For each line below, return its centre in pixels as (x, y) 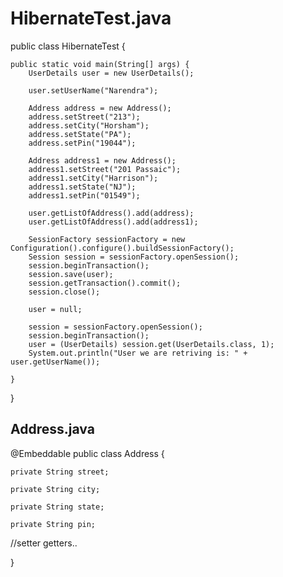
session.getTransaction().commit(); (105, 283)
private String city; (55, 489)
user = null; (55, 309)
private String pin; (53, 524)
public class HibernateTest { (68, 46)
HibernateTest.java (91, 18)
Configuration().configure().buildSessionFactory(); (122, 248)
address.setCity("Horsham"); (89, 125)
